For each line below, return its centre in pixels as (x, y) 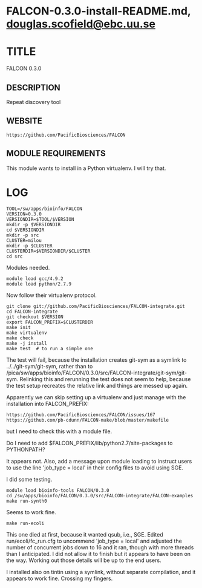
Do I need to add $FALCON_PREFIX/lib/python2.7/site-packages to (90, 443)
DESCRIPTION (33, 87)
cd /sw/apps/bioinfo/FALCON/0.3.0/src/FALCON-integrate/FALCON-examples (100, 495)
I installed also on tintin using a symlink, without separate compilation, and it (101, 572)
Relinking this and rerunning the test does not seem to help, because (105, 379)
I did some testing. (29, 479)
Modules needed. (28, 267)
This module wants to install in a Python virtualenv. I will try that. (86, 168)
